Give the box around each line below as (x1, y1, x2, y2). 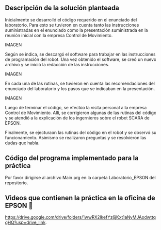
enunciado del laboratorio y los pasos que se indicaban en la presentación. (5, 85, 155, 92)
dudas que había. (5, 140, 40, 146)
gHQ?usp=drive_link (5, 219, 46, 226)
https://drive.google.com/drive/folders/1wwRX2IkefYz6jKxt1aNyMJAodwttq (5, 214, 156, 220)
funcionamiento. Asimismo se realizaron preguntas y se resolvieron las (5, 134, 146, 140)
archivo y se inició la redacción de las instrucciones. (5, 61, 110, 67)
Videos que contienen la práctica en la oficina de (5, 194, 155, 202)
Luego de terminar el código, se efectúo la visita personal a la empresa (5, 104, 147, 110)
